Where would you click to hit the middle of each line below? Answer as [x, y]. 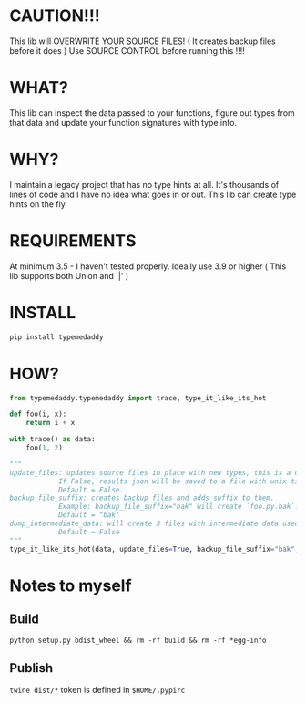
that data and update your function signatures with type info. [123, 122]
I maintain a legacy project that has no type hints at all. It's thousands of [144, 184]
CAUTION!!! [55, 16]
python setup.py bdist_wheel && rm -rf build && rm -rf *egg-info [138, 640]
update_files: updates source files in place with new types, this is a [150, 472]
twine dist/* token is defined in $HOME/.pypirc [97, 690]
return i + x [51, 423]
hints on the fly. [39, 204]
